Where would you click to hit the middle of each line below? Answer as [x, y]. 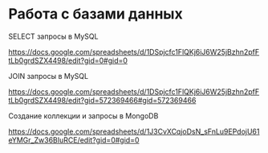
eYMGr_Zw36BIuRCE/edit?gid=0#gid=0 [74, 140]
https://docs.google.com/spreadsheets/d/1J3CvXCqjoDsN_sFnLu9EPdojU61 [134, 131]
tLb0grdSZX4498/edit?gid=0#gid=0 [68, 60]
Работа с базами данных [95, 14]
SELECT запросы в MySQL [53, 36]
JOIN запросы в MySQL [49, 76]
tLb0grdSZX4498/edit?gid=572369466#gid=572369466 [102, 100]
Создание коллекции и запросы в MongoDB [83, 116]
